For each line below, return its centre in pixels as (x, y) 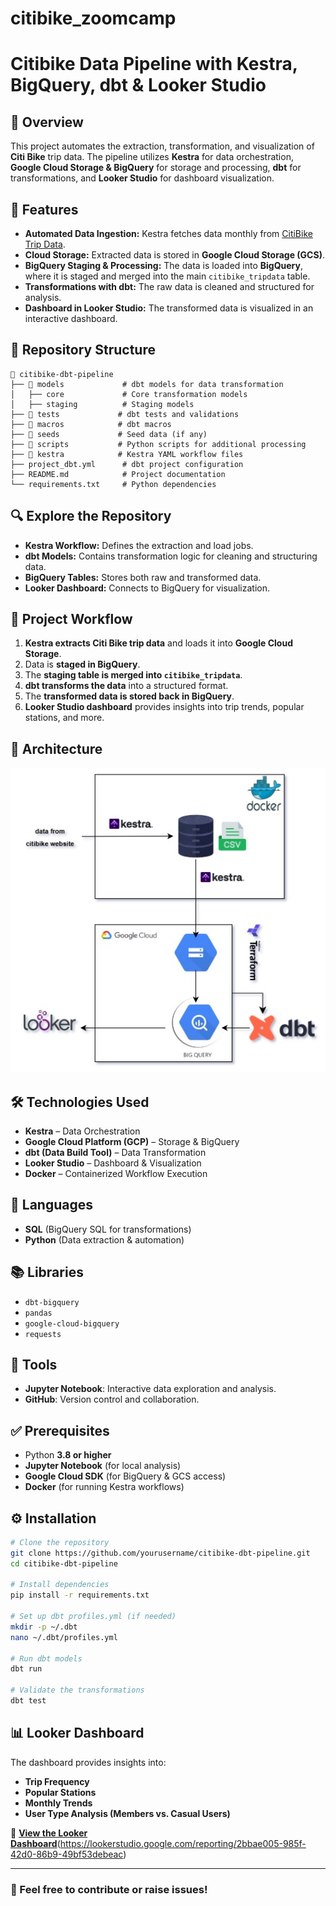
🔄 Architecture (56, 748)
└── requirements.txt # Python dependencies (113, 484)
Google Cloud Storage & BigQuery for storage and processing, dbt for (156, 168)
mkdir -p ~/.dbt (44, 1627)
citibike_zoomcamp (93, 18)
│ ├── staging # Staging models (102, 404)
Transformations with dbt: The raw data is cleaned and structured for (169, 286)
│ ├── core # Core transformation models (129, 394)
